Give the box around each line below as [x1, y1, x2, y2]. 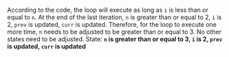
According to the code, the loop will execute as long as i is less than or [7, 6, 208, 14]
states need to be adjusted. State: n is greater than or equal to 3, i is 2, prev [7, 35, 223, 43]
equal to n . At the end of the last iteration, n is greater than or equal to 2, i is [7, 13, 222, 21]
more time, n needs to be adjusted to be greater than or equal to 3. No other [7, 27, 222, 36]
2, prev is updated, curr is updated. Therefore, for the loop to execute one [7, 21, 217, 28]
